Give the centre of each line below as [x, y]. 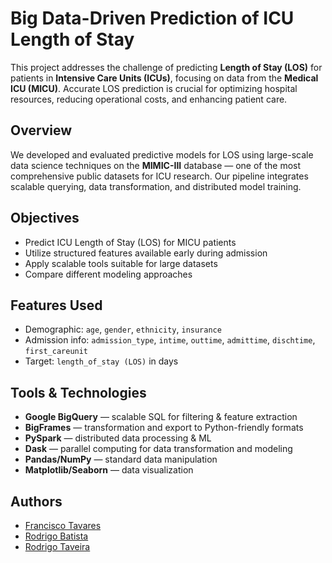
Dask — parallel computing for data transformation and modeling [158, 449]
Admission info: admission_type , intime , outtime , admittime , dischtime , [170, 340]
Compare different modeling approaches [108, 274]
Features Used [56, 305]
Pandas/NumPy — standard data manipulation [121, 459]
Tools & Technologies [78, 392]
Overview [41, 130]
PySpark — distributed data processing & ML [118, 438]
